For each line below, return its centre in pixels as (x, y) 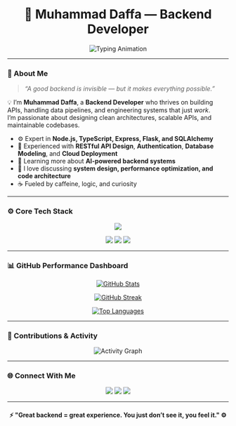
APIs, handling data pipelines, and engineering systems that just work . (109, 110)
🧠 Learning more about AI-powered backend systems (96, 161)
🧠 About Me (28, 73)
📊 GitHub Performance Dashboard (68, 266)
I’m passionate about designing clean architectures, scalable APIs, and (110, 118)
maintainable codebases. (44, 125)
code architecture (44, 176)
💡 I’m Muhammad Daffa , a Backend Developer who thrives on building (110, 102)
